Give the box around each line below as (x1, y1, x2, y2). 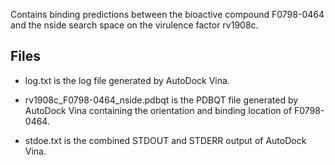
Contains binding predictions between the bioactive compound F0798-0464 (10, 9, 325, 20)
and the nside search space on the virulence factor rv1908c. (10, 19, 259, 31)
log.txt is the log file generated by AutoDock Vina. (24, 74, 230, 86)
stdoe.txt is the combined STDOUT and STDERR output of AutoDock (24, 134, 307, 146)
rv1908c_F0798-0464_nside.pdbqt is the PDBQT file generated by (24, 94, 299, 106)
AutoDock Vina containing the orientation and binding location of (24, 104, 293, 116)
